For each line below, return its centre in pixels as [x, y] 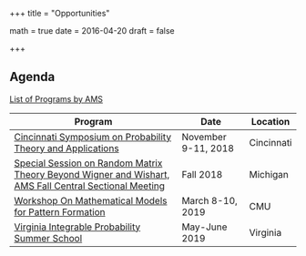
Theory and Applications [67, 148]
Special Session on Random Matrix [88, 163]
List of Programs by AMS [56, 98]
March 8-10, [210, 200]
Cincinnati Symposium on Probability [92, 137]
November [204, 137]
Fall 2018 [202, 174]
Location [270, 121]
